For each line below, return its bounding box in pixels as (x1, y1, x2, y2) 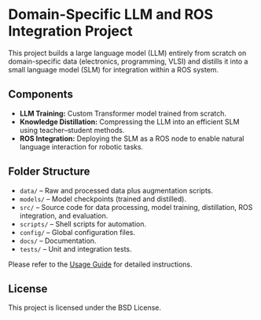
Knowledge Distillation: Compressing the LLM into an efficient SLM (19, 116, 240, 127)
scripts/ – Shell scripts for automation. (19, 219, 147, 229)
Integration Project (8, 22, 134, 40)
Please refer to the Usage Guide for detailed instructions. (8, 259, 193, 269)
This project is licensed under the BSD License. (8, 303, 162, 312)
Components (8, 88, 73, 101)
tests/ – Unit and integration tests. (19, 244, 132, 253)
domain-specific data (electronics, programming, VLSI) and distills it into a (8, 57, 248, 66)
